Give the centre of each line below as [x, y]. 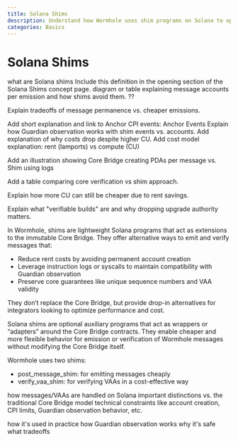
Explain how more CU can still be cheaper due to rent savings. [98, 195]
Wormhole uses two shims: [47, 360]
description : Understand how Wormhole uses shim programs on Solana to [115, 21]
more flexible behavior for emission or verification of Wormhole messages [115, 339]
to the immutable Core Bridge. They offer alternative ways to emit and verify [118, 238]
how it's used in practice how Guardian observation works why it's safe [112, 424]
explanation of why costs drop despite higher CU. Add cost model [103, 139]
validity [28, 289]
